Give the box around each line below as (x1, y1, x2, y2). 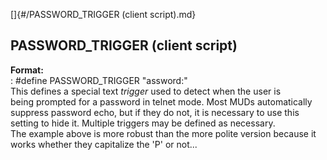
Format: (10, 64, 44, 76)
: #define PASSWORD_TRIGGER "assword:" (10, 74, 188, 86)
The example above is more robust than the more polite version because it (10, 127, 317, 139)
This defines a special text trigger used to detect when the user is (10, 85, 282, 97)
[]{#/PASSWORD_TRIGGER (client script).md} (10, 9, 197, 20)
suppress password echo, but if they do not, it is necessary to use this (10, 106, 300, 118)
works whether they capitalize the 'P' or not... (10, 138, 198, 150)
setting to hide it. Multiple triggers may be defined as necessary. (10, 117, 276, 129)
